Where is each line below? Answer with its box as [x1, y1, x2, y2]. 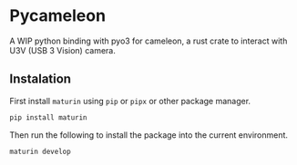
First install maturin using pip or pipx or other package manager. [9, 95, 251, 106]
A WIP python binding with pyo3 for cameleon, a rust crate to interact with [9, 35, 288, 46]
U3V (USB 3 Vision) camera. [9, 44, 116, 55]
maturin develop [9, 147, 71, 156]
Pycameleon [9, 5, 107, 26]
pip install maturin [9, 112, 88, 122]
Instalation [9, 72, 71, 87]
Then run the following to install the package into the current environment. [9, 129, 289, 141]
